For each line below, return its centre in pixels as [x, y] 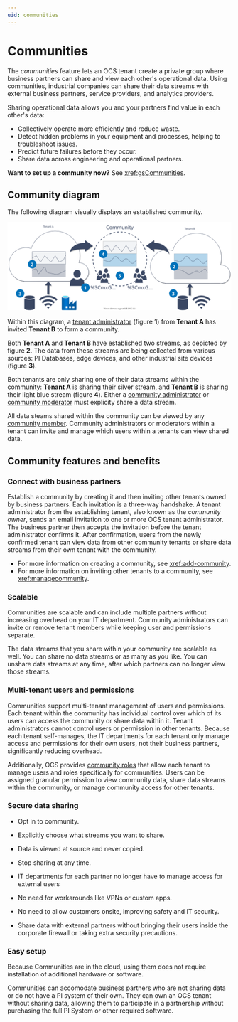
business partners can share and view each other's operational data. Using [117, 78]
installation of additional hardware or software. [76, 974]
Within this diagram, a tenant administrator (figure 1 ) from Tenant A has [112, 322]
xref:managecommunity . [53, 578]
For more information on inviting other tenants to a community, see [115, 571]
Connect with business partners [64, 481]
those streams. [29, 671]
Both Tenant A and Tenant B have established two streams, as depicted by [117, 343]
